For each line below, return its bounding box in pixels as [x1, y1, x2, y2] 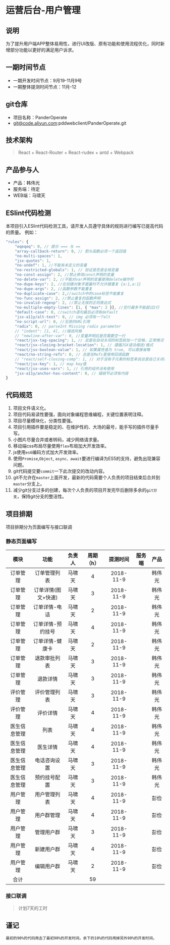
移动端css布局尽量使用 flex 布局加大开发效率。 [13, 443, 109, 449]
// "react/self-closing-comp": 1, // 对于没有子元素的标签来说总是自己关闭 [15, 356, 164, 361]
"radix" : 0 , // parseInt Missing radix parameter [15, 324, 122, 329]
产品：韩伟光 [13, 180, 40, 186]
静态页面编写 [6, 538, 37, 545]
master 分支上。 [13, 481, 45, 487]
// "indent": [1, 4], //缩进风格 [15, 329, 82, 334]
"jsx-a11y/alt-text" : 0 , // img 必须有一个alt [15, 314, 110, 320]
